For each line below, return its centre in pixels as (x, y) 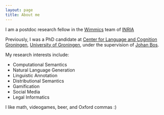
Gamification (26, 86)
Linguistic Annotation (35, 75)
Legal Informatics (31, 97)
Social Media (26, 91)
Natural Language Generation (44, 70)
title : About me (22, 15)
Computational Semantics (40, 64)
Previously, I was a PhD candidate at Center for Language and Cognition (81, 39)
